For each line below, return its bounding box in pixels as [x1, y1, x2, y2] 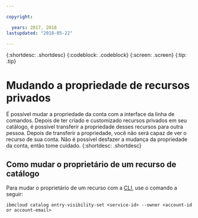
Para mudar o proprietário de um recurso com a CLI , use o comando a [6, 184, 178, 191]
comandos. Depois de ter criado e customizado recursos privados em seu [6, 117, 187, 124]
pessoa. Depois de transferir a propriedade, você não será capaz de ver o [6, 130, 187, 137]
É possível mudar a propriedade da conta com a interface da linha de [6, 111, 175, 118]
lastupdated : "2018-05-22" [6, 30, 73, 36]
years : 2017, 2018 [11, 24, 58, 30]
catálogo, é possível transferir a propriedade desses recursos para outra [6, 123, 184, 130]
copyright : [6, 14, 33, 20]
